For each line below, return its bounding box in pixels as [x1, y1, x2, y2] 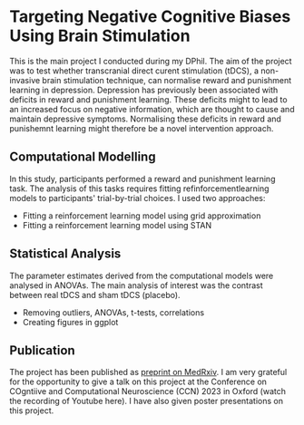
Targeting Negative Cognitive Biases [9, 6, 291, 27]
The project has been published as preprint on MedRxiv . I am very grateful [9, 367, 288, 378]
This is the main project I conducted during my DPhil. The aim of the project [9, 55, 292, 66]
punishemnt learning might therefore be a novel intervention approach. [9, 122, 274, 133]
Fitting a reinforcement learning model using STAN [22, 219, 212, 230]
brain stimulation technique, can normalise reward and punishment [42, 74, 292, 85]
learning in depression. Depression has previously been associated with [9, 84, 279, 95]
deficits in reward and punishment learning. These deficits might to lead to [9, 93, 288, 105]
